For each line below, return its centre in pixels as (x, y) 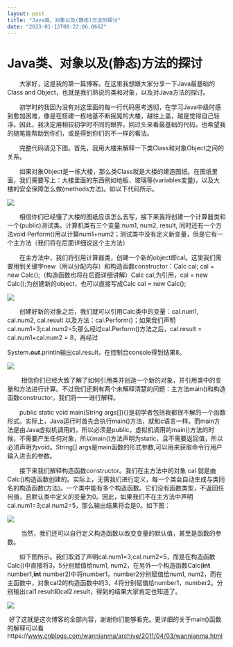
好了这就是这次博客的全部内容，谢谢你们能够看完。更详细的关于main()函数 (115, 619)
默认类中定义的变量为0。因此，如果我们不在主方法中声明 (112, 497)
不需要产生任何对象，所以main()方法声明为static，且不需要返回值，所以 (121, 438)
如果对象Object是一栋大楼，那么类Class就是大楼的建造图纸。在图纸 (115, 172)
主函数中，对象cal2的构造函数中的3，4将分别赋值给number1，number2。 (112, 583)
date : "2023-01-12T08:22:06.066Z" (57, 26)
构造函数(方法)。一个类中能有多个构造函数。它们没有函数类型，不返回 (119, 488)
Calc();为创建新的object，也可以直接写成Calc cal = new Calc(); (97, 284)
